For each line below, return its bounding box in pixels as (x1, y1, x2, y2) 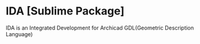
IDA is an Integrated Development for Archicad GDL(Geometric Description (6, 24, 194, 31)
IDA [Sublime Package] (6, 4, 125, 18)
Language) (6, 30, 33, 37)
